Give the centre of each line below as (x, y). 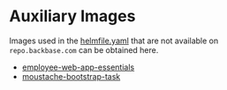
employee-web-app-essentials (78, 67)
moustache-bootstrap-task (71, 76)
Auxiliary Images (72, 16)
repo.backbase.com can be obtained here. (84, 49)
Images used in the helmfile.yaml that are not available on (114, 41)
